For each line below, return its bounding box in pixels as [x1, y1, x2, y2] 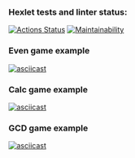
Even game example [8, 45, 90, 57]
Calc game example [8, 83, 88, 95]
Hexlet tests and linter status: [8, 6, 128, 18]
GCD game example [8, 122, 89, 134]
